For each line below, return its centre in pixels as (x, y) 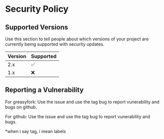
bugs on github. (21, 107)
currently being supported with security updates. (55, 44)
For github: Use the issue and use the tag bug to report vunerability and (78, 116)
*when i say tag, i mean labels (36, 131)
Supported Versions (36, 27)
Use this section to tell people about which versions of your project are (77, 39)
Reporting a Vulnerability (44, 90)
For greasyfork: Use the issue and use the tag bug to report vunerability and (82, 102)
